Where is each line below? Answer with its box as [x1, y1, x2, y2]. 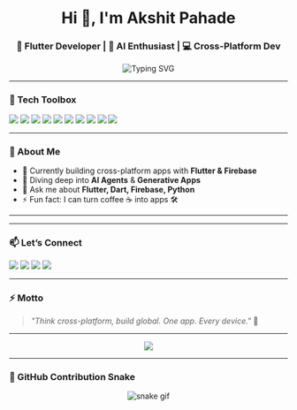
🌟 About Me [9, 145, 61, 157]
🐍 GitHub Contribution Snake [9, 370, 135, 383]
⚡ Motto [9, 292, 44, 304]
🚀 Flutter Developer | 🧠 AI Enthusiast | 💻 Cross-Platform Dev [16, 40, 281, 52]
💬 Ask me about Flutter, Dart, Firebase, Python [21, 185, 195, 195]
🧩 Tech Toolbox [9, 94, 77, 106]
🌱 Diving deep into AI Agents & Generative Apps [21, 175, 202, 186]
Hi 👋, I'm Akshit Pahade [61, 8, 236, 28]
